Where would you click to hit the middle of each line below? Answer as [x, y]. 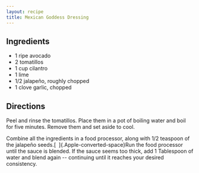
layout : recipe [25, 12]
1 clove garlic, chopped [43, 88]
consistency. [22, 164]
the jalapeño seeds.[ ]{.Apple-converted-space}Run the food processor [94, 145]
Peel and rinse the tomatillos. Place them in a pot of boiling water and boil [96, 121]
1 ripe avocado [33, 56]
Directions [26, 106]
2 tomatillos [29, 62]
